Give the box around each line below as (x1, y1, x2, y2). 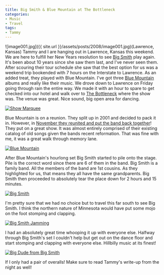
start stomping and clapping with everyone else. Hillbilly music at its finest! (5, 240, 156, 246)
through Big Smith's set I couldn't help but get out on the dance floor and (5, 235, 153, 241)
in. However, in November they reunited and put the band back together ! (5, 120, 152, 126)
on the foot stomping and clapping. (5, 211, 76, 216)
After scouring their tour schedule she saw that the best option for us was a (5, 64, 158, 70)
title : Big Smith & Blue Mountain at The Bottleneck (5, 7, 115, 12)
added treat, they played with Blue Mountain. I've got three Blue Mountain (5, 75, 154, 81)
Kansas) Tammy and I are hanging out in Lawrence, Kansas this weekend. (5, 49, 155, 55)
